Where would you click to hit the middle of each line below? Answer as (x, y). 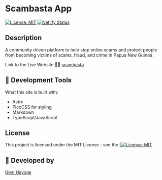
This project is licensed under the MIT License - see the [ (63, 145)
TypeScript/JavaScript (35, 117)
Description (23, 38)
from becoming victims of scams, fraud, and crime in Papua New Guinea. (80, 55)
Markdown (23, 112)
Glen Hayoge (18, 172)
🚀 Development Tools (38, 80)
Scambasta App (39, 9)
